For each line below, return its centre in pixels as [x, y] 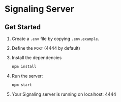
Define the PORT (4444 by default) [46, 48]
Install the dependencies [37, 58]
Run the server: [27, 76]
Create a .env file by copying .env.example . [55, 39]
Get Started [23, 27]
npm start [22, 85]
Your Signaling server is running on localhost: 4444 [64, 94]
